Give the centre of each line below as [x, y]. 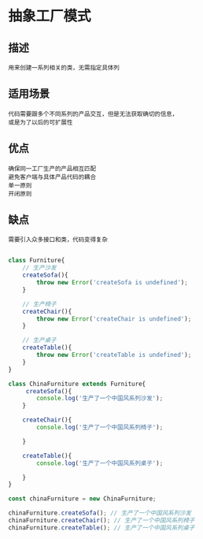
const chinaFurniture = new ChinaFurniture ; [82, 499]
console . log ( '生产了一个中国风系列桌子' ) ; [100, 463]
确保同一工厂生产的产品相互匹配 [52, 169]
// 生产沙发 [39, 268]
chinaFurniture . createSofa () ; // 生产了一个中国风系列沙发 [100, 513]
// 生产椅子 [39, 304]
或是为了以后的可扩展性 [41, 122]
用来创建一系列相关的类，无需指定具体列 [64, 68]
